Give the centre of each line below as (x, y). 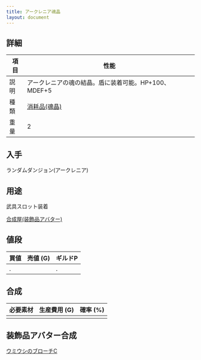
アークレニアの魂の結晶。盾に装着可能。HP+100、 (98, 83)
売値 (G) (39, 258)
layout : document (28, 17)
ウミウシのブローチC (32, 351)
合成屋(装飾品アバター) (34, 219)
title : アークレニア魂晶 (33, 12)
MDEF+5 (39, 90)
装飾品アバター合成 (42, 335)
